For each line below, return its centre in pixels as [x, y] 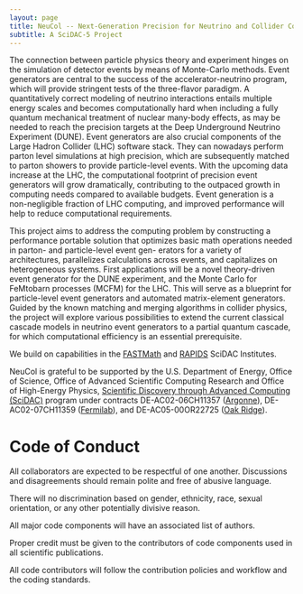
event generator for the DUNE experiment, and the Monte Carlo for [133, 279]
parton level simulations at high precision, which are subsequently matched [150, 156]
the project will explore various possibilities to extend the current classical [147, 318]
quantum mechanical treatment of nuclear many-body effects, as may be [145, 117]
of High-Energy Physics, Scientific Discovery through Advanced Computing [150, 391]
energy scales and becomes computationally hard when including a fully [144, 108]
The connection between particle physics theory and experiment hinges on [149, 60]
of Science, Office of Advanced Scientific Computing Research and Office [147, 381]
